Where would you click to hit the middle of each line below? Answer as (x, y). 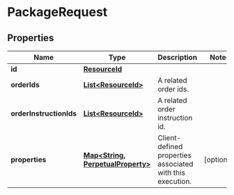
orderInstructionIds (44, 114)
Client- (170, 138)
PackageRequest (57, 12)
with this (172, 173)
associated (175, 164)
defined (170, 147)
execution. (175, 181)
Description (177, 57)
